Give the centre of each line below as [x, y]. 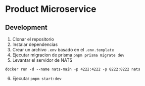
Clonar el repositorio [33, 39]
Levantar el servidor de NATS [42, 60]
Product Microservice [51, 9]
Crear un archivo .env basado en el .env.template [63, 50]
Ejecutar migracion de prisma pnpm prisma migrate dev [68, 55]
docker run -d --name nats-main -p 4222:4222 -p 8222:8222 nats [73, 69]
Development [26, 27]
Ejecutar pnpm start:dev [37, 78]
